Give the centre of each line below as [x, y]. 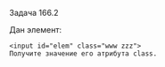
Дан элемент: [36, 30]
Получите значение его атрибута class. [83, 54]
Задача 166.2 [34, 13]
